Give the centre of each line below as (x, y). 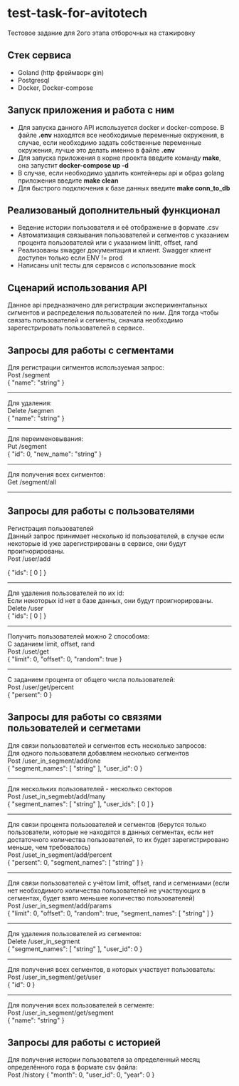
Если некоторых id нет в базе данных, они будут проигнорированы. (110, 600)
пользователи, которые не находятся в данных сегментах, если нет (111, 832)
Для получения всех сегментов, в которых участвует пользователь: (111, 969)
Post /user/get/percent (41, 687)
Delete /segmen (31, 411)
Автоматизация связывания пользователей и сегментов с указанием (123, 235)
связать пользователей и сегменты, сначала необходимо (95, 320)
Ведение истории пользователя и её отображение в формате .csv (118, 228)
